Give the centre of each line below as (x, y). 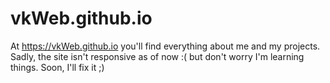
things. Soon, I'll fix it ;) (57, 67)
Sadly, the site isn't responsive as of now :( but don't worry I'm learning (157, 56)
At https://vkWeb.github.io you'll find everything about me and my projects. (165, 46)
